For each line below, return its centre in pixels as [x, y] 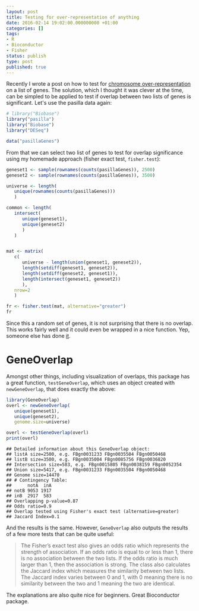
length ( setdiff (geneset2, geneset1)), [70, 273]
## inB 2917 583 [29, 496]
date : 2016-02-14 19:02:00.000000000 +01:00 [62, 23]
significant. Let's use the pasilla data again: [59, 103]
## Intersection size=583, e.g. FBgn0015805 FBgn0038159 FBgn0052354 [94, 465]
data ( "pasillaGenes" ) [33, 141]
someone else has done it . [38, 336]
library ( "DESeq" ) [28, 130]
